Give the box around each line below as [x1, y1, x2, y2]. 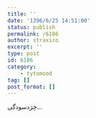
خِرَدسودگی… [7, 102, 43, 111]
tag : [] [7, 76, 31, 84]
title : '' [7, 10, 37, 18]
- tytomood [20, 70, 53, 77]
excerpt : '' [7, 43, 43, 50]
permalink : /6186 [7, 30, 59, 38]
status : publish [7, 23, 55, 31]
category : [7, 63, 37, 70]
